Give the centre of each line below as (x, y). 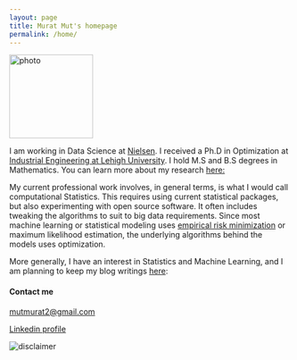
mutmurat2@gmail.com (52, 311)
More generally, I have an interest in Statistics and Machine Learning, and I (146, 262)
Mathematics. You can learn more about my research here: (117, 170)
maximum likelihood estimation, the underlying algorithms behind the (136, 235)
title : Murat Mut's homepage (63, 26)
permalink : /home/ (43, 34)
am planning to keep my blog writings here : (89, 271)
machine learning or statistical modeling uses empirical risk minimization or (148, 225)
